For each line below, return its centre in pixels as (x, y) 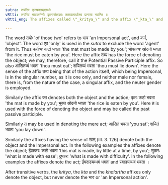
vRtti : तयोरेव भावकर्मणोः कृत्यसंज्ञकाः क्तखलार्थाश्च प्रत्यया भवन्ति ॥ (57, 15)
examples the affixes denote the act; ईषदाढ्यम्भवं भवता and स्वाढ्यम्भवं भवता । (77, 162)
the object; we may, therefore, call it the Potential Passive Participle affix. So (84, 60)
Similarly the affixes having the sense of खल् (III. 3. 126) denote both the (79, 140)
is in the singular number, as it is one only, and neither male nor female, (79, 77)
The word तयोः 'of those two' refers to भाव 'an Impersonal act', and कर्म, (76, 38)
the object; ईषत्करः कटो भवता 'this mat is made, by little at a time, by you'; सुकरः (82, 151)
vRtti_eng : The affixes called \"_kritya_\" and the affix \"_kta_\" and (84, 19)
